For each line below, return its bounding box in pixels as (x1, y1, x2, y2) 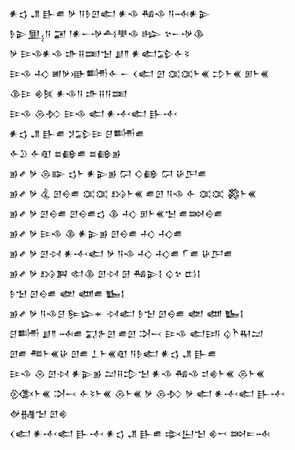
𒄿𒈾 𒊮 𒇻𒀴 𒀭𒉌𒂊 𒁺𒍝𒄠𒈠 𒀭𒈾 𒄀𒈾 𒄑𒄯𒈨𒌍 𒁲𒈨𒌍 (9, 368, 266, 379)
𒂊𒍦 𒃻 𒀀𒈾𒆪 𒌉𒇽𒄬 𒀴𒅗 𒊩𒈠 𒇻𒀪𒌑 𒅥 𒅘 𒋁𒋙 (9, 308, 244, 319)
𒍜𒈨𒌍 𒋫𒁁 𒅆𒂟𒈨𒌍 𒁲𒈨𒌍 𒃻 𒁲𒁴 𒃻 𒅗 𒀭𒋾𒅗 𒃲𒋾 (9, 388, 286, 399)
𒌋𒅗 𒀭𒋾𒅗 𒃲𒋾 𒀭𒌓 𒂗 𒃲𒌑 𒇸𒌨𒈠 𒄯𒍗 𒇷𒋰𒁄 (9, 428, 271, 439)
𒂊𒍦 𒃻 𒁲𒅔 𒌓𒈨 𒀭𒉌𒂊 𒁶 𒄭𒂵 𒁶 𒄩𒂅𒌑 (9, 168, 207, 179)
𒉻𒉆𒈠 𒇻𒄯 (9, 408, 68, 419)
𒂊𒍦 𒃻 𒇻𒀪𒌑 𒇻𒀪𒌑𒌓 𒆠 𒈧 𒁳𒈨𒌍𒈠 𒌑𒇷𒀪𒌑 (9, 208, 224, 219)
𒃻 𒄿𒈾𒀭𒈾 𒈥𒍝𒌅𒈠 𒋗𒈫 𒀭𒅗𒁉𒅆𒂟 (9, 48, 191, 59)
